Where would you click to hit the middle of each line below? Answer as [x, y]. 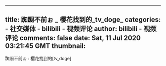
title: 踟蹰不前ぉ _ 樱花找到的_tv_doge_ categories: [83, 20]
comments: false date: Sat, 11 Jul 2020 [80, 38]
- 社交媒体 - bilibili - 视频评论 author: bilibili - [74, 29]
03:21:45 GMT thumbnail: [45, 46]
